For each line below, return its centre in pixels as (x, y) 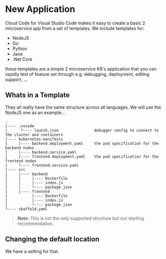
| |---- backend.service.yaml (41, 152)
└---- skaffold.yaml (27, 209)
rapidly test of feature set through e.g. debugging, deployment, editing (77, 74)
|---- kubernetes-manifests (34, 139)
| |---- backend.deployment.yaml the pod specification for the (82, 143)
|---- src (15, 170)
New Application (40, 9)
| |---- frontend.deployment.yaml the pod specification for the (82, 156)
